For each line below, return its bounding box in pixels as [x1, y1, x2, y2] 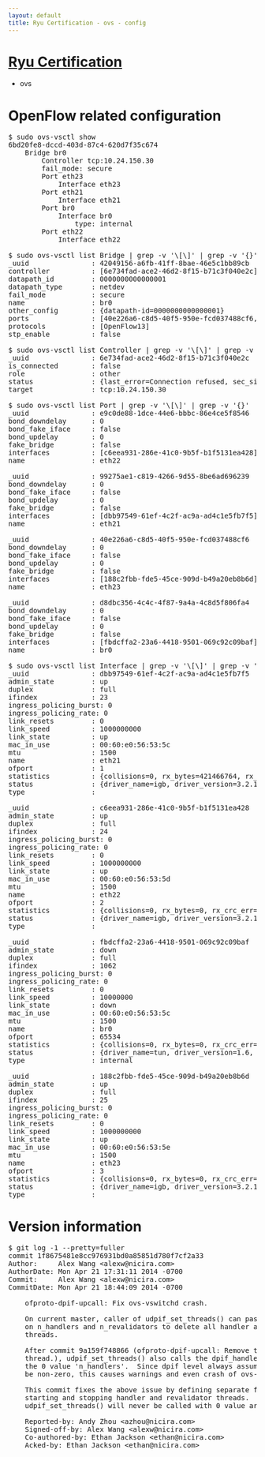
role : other [8, 369, 121, 379]
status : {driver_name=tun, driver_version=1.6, [8, 1048, 254, 1058]
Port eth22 [41, 227, 84, 237]
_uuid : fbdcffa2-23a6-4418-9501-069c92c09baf [8, 938, 250, 947]
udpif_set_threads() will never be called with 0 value [24, 1402, 246, 1410]
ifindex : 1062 [8, 961, 117, 971]
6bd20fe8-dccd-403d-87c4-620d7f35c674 [8, 140, 159, 150]
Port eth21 [41, 188, 84, 197]
